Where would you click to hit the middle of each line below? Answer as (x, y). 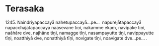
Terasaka (25, 9)
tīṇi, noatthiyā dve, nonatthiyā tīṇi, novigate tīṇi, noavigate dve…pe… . (76, 38)
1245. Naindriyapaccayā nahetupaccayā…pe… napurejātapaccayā (73, 22)
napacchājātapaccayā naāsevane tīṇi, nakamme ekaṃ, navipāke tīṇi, (75, 27)
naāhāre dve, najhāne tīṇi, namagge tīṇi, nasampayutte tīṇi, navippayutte (79, 33)
